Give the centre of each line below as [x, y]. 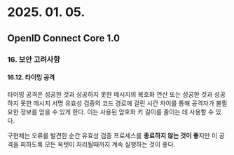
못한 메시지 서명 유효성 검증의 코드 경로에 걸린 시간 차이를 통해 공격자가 [117, 103]
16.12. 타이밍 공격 [31, 77]
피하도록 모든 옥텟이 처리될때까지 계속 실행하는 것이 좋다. [98, 144]
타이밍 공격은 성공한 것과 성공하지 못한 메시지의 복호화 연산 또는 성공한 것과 [110, 94]
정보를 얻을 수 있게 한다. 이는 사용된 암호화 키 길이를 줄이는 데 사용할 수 [117, 112]
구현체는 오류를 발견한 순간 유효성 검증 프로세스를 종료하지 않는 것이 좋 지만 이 [112, 135]
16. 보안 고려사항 [34, 59]
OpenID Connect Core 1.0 [64, 38]
